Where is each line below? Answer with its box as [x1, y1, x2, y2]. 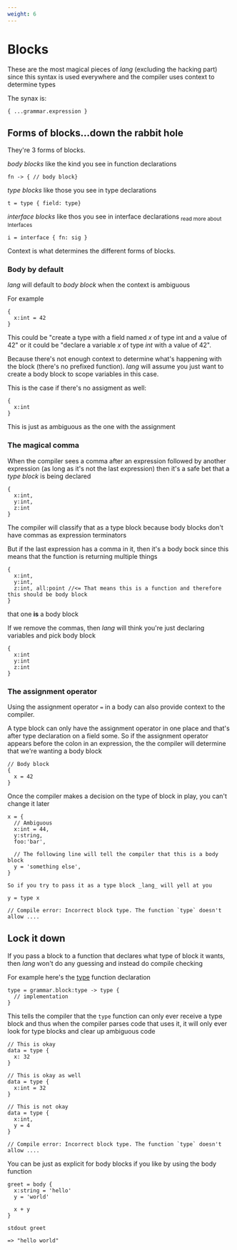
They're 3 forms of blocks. [7, 146, 86, 154]
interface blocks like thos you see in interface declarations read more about [7, 212, 222, 223]
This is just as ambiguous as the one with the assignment [7, 423, 176, 431]
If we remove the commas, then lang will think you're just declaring [7, 623, 205, 632]
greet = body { [7, 1181, 53, 1188]
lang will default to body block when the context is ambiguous [7, 281, 191, 289]
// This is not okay [7, 1103, 69, 1110]
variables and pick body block [7, 631, 96, 640]
